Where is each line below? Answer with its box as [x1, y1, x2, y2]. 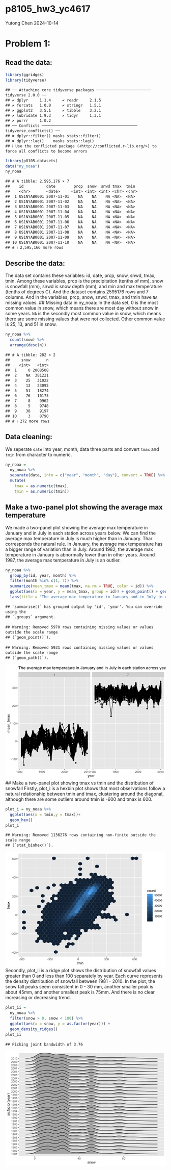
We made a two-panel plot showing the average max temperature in [5, 524, 148, 530]
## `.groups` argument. [5, 614, 56, 620]
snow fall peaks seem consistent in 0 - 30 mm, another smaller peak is [5, 984, 154, 990]
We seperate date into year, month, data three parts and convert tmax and [5, 446, 159, 452]
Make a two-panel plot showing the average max [5, 503, 163, 512]
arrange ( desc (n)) [10, 342, 47, 347]
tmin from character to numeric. [5, 451, 72, 457]
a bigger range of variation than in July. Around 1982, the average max [5, 546, 153, 552]
